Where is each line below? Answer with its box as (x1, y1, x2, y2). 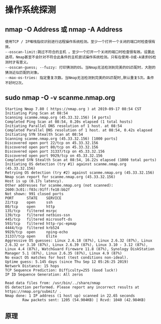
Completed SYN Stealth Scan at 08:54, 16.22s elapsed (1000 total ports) (5, 157, 157, 162)
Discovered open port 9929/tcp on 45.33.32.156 (5, 153, 103, 158)
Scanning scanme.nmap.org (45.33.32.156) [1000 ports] (5, 136, 118, 141)
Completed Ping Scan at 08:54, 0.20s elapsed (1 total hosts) (5, 119, 133, 124)
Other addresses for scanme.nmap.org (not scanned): (5, 183, 114, 188)
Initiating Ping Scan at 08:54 (5, 111, 68, 115)
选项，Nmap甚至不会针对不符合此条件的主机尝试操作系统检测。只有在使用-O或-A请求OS (5, 55, 153, 60)
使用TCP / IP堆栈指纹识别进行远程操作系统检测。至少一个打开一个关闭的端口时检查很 (5, 39, 152, 44)
